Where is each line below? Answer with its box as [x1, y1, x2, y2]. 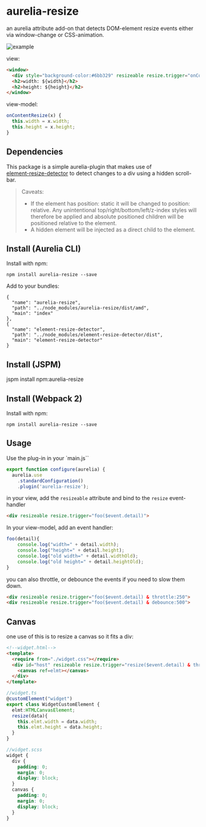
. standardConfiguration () [17, 477, 84, 484]
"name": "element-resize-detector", [12, 326, 105, 333]
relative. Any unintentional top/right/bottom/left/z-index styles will [30, 206, 197, 213]
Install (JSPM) [6, 359, 61, 369]
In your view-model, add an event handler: [6, 524, 113, 531]
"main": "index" [12, 310, 53, 317]
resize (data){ [12, 713, 48, 719]
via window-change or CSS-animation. [6, 31, 104, 38]
